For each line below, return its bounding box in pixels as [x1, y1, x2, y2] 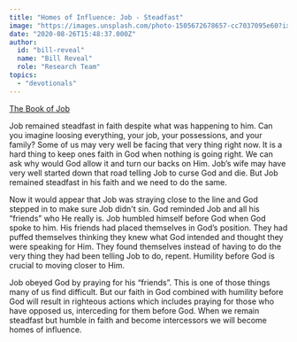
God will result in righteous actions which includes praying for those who [9, 296, 275, 307]
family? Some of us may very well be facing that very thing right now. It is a [9, 139, 283, 150]
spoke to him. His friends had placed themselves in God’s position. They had [9, 222, 288, 233]
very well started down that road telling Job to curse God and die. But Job [9, 167, 278, 178]
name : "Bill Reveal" [17, 54, 93, 63]
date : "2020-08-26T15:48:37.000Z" [9, 29, 137, 38]
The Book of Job [9, 103, 71, 113]
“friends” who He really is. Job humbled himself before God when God [9, 213, 267, 223]
